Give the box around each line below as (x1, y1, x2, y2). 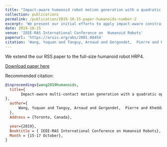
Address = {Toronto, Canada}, (9, 115, 72, 120)
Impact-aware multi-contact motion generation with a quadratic (20, 92, 157, 97)
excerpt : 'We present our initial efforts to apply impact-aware (5, 21, 143, 26)
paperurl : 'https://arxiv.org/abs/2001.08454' (5, 35, 103, 40)
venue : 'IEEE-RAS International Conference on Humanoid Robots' (5, 30, 143, 35)
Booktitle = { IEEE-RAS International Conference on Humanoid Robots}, (9, 128, 162, 134)
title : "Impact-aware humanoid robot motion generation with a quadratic (5, 7, 162, 12)
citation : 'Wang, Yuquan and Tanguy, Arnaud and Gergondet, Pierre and (5, 40, 159, 45)
